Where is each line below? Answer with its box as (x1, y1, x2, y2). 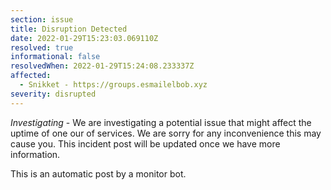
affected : (10, 71, 52, 81)
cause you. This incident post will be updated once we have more (10, 137, 281, 150)
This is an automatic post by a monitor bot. (10, 167, 187, 180)
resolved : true (10, 42, 74, 53)
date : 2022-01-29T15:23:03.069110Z (10, 33, 159, 43)
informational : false (10, 52, 101, 62)
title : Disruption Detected (10, 24, 128, 34)
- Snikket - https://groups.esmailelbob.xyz (19, 80, 208, 90)
